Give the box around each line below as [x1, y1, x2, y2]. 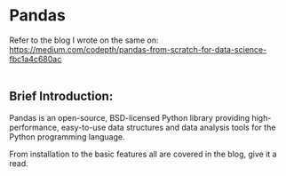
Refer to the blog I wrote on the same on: [9, 35, 159, 45]
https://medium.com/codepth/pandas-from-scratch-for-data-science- [9, 44, 267, 54]
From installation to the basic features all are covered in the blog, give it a [9, 148, 277, 159]
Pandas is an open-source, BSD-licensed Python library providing [9, 112, 250, 123]
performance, [9, 122, 60, 132]
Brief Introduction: [9, 89, 114, 104]
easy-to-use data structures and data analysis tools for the [60, 122, 276, 132]
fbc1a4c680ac [9, 53, 62, 64]
